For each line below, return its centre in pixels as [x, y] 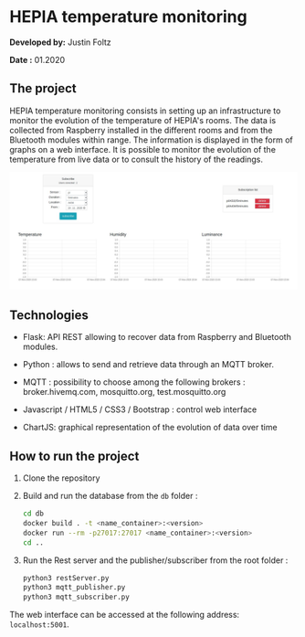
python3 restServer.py [66, 578]
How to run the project [74, 456]
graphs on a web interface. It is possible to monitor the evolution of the [143, 149]
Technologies [49, 315]
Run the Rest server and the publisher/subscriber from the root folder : [155, 560]
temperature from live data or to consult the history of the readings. [136, 159]
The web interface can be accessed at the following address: [125, 615]
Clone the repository [61, 478]
